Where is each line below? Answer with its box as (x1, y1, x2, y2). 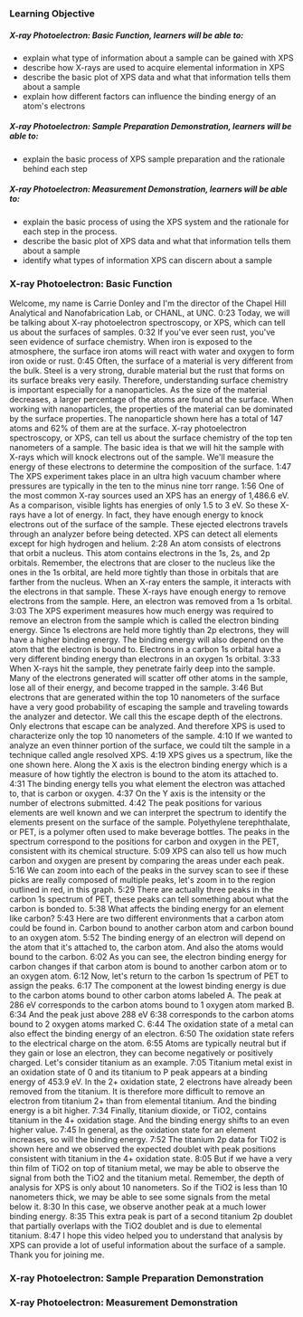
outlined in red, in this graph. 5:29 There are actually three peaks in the (9, 885, 274, 895)
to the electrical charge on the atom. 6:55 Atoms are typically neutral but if (9, 1038, 287, 1049)
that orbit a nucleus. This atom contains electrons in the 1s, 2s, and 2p (9, 548, 270, 559)
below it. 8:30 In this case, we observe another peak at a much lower (9, 1201, 267, 1212)
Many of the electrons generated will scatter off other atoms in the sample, (9, 673, 289, 684)
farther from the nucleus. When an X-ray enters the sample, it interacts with (9, 577, 291, 588)
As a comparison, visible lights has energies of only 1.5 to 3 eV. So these (9, 500, 279, 511)
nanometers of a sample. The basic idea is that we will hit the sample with (9, 442, 285, 453)
